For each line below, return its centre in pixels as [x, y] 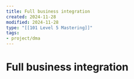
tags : [13, 33]
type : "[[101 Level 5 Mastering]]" [49, 28]
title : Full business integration [48, 11]
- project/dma [23, 38]
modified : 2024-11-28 [32, 22]
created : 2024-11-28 [31, 17]
